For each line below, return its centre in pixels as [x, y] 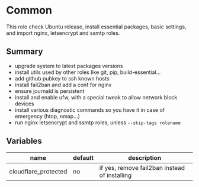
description [145, 157]
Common [29, 10]
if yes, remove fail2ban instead [142, 167]
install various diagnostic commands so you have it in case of [89, 109]
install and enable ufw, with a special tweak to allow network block [96, 97]
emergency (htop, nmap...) [47, 116]
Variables [24, 141]
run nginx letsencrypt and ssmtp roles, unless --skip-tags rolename [98, 122]
